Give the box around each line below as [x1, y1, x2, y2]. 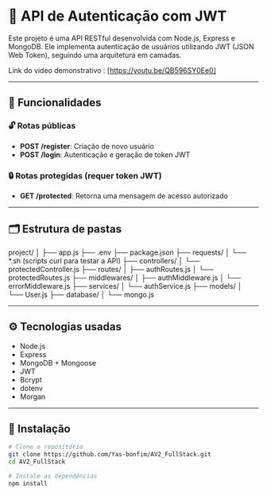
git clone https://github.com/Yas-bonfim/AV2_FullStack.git [8, 451, 212, 459]
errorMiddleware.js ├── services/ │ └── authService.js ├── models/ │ [8, 281, 242, 290]
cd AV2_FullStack [8, 458, 66, 466]
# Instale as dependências [8, 472, 98, 480]
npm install [8, 479, 48, 487]
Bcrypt [19, 374, 42, 384]
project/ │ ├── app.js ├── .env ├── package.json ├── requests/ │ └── [8, 247, 247, 257]
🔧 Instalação [8, 422, 71, 436]
